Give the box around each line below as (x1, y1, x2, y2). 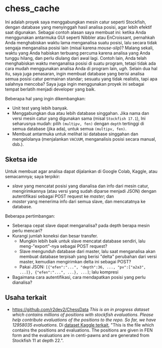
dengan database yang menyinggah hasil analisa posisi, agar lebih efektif (5, 24, 152, 30)
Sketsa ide (5, 155, 37, 164)
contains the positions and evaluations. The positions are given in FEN (12, 327, 153, 333)
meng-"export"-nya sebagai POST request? (19, 243, 108, 249)
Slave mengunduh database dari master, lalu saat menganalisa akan (19, 248, 156, 254)
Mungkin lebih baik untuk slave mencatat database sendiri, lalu (19, 238, 146, 244)
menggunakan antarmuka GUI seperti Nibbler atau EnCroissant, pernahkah (5, 35, 155, 40)
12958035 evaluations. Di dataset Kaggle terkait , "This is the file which (12, 322, 154, 328)
